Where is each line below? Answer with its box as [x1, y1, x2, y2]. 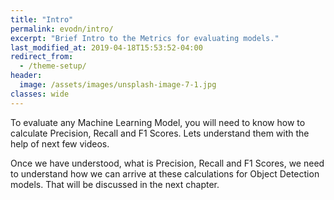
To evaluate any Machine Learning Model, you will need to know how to [10, 116, 306, 128]
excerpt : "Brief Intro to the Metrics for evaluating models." [10, 33, 280, 43]
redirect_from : [10, 52, 74, 62]
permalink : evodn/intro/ [10, 24, 114, 34]
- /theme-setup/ [19, 61, 87, 71]
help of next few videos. [10, 137, 110, 150]
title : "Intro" [10, 14, 74, 25]
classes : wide [10, 89, 70, 99]
